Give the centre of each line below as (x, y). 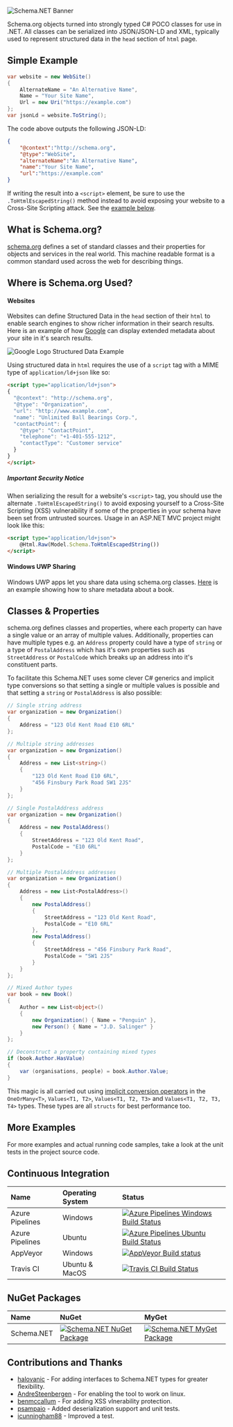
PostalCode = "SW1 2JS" (78, 956)
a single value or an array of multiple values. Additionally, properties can (110, 635)
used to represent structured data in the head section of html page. (102, 39)
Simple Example (43, 61)
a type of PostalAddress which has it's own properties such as (96, 650)
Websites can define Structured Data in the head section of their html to (109, 316)
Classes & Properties (53, 612)
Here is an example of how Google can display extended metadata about (111, 331)
